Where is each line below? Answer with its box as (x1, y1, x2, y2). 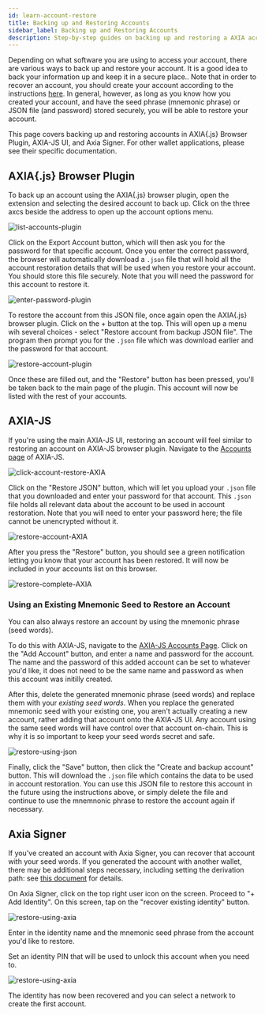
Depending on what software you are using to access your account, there (8, 55, 248, 65)
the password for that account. (8, 344, 109, 354)
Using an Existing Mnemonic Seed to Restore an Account (8, 599, 230, 610)
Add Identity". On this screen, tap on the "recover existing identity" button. (8, 897, 250, 907)
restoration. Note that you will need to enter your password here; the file (8, 508, 243, 517)
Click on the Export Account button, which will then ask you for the (8, 238, 226, 248)
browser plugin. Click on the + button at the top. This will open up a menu (8, 319, 247, 328)
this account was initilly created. (8, 674, 113, 684)
